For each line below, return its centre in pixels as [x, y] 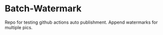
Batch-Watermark [43, 9]
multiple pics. [19, 27]
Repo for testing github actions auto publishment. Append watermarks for [81, 22]
